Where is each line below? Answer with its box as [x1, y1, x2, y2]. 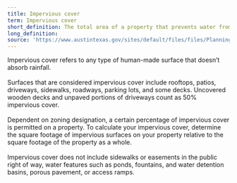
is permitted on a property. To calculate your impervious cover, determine [7, 123, 221, 132]
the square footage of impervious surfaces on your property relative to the [7, 131, 224, 139]
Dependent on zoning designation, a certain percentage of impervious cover [7, 115, 230, 124]
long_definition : [7, 30, 59, 37]
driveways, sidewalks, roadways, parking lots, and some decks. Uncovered [7, 86, 226, 94]
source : [7, 37, 30, 44]
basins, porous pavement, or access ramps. [7, 168, 135, 177]
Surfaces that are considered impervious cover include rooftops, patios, [7, 78, 217, 87]
